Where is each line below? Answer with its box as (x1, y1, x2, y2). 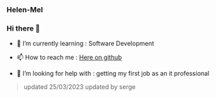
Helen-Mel (6, 5, 43, 15)
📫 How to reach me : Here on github (16, 54, 122, 62)
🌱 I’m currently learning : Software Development (16, 40, 154, 48)
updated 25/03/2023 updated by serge (23, 83, 136, 91)
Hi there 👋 (6, 23, 41, 33)
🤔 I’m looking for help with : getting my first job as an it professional (16, 70, 210, 78)
